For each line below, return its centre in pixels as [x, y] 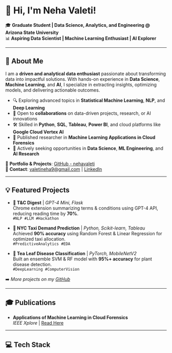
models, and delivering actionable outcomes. [53, 90]
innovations [25, 118]
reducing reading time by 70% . [46, 214]
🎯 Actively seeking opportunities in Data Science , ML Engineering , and [88, 148]
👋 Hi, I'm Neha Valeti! [51, 11]
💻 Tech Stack [28, 345]
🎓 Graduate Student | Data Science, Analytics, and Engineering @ [78, 25]
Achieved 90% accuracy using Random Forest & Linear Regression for [87, 233]
